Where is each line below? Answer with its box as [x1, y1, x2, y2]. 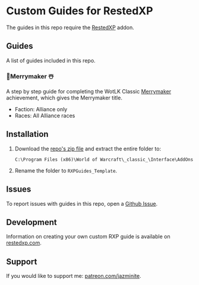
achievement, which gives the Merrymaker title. [6, 94, 123, 102]
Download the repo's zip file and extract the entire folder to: [14, 145, 162, 152]
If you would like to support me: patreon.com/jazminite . [6, 273, 141, 280]
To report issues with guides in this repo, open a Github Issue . [6, 200, 158, 207]
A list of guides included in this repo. [6, 57, 96, 64]
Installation [6, 129, 49, 139]
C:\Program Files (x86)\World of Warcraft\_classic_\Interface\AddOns [14, 156, 194, 162]
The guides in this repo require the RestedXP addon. [6, 24, 135, 31]
